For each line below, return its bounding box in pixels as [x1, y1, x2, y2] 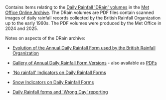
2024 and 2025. [5, 25, 38, 31]
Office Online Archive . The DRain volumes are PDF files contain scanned [5, 9, 154, 15]
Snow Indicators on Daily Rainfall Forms [12, 79, 94, 85]
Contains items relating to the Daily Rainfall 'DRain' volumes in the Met [5, 4, 150, 10]
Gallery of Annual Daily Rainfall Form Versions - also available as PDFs [12, 60, 157, 65]
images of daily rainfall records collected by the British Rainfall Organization [5, 15, 161, 20]
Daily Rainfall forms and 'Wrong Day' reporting [12, 89, 108, 94]
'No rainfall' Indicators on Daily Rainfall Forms [12, 69, 106, 75]
